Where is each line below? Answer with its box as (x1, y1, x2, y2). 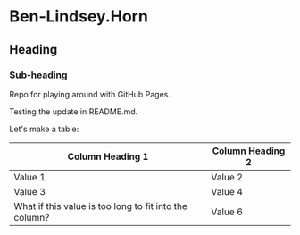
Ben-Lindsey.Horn (9, 6, 149, 27)
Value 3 (13, 185, 46, 197)
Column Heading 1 (67, 150, 149, 163)
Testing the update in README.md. (9, 105, 138, 117)
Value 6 (211, 206, 244, 218)
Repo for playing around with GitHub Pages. (9, 88, 171, 99)
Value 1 (13, 171, 46, 183)
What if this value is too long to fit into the (13, 199, 187, 212)
